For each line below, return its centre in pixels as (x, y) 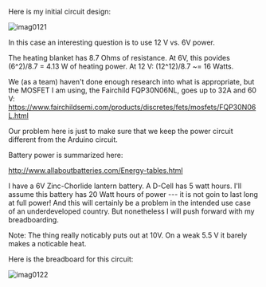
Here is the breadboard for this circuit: (71, 259)
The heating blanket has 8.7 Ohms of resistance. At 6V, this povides (119, 58)
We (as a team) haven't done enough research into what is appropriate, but (131, 82)
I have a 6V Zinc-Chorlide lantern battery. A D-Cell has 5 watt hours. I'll (125, 186)
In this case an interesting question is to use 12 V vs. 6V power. (111, 42)
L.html (19, 116)
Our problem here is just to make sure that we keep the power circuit (121, 131)
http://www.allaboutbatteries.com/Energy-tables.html (96, 170)
